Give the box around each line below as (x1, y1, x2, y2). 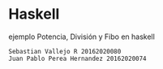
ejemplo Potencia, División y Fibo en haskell (8, 32, 156, 41)
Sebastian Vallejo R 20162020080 (8, 47, 122, 55)
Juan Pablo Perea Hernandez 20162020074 (8, 54, 148, 63)
